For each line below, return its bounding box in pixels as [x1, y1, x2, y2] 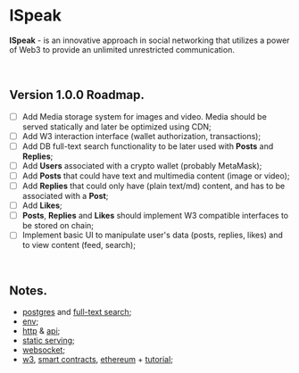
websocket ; [21, 344, 65, 355]
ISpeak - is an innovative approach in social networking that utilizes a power [9, 35, 290, 46]
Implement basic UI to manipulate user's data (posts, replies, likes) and [21, 229, 284, 241]
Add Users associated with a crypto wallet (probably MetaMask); [21, 160, 262, 170]
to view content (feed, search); [21, 240, 137, 251]
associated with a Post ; [21, 191, 109, 202]
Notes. [9, 283, 47, 298]
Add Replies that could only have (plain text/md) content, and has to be [21, 180, 286, 192]
